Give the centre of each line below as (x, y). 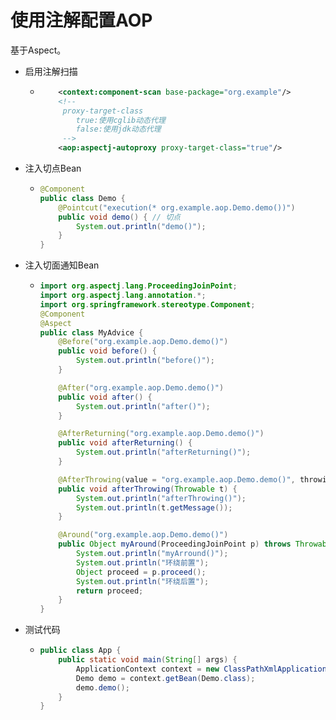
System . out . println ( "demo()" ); (141, 226)
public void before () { (107, 351)
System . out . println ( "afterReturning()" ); (163, 452)
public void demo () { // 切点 (119, 217)
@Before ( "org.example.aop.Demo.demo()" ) (143, 342)
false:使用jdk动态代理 (118, 129)
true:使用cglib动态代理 (120, 120)
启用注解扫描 (51, 71)
